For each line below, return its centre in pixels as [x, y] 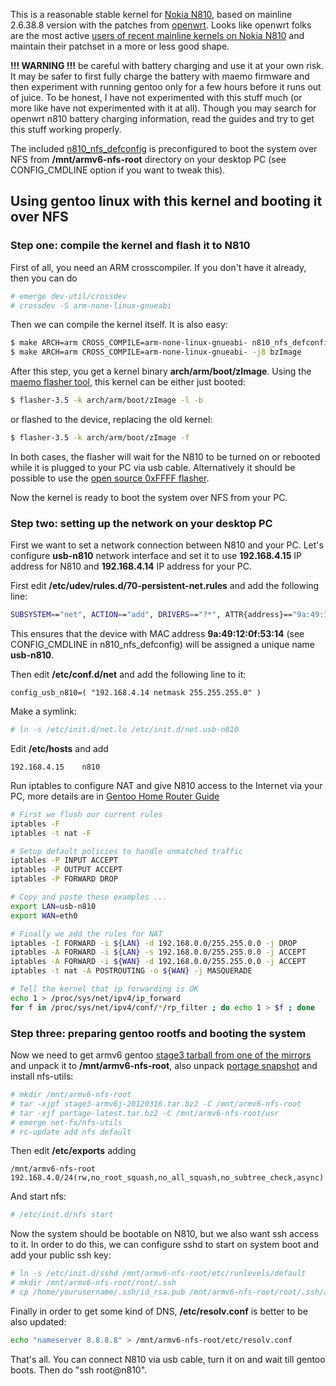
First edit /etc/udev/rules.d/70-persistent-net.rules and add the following [165, 586]
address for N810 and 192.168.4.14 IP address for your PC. [131, 566]
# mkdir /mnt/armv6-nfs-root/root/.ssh [93, 1283]
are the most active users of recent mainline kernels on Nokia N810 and [157, 35]
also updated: [38, 1321]
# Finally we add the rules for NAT [86, 934]
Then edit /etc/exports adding [73, 1151]
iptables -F [35, 824]
